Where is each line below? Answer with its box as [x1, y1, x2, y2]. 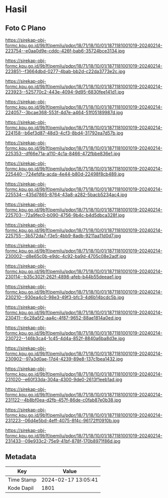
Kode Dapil [8, 484, 34, 491]
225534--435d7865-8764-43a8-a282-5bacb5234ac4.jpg [5, 192, 128, 198]
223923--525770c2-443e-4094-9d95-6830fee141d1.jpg [5, 89, 124, 95]
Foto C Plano [5, 24, 46, 32]
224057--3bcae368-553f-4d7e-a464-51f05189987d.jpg [5, 110, 123, 115]
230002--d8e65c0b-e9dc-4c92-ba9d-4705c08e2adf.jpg [5, 253, 127, 259]
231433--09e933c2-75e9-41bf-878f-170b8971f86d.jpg [5, 438, 120, 444]
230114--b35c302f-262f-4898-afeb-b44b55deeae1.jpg [5, 274, 121, 280]
